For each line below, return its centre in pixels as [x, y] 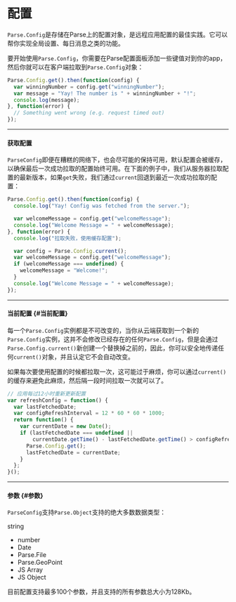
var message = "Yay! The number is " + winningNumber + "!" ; [105, 93]
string [16, 526]
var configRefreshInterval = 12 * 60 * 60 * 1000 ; [89, 413]
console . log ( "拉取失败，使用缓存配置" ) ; [67, 238]
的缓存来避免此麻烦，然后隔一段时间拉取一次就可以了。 [87, 380]
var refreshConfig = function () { [58, 400]
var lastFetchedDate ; [45, 407]
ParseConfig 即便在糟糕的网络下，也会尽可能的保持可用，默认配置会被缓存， [117, 160]
